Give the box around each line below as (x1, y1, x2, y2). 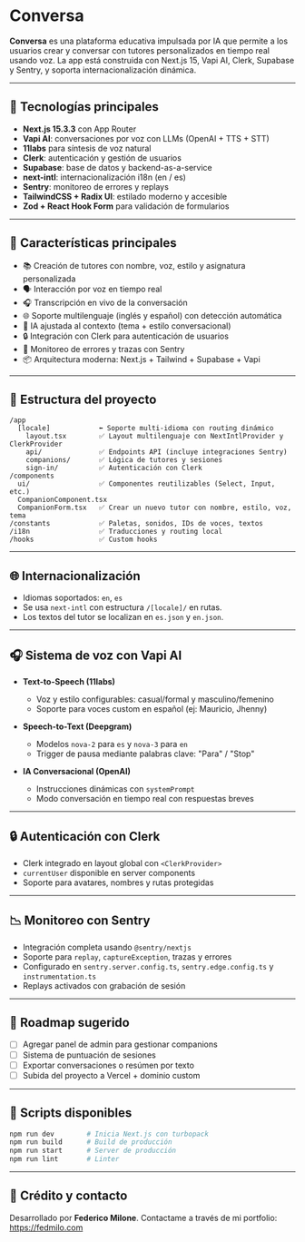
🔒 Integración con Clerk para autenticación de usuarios (22, 330, 230, 341)
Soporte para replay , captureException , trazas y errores (22, 951, 232, 962)
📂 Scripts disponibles (9, 1105, 133, 1121)
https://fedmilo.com (9, 1222, 84, 1233)
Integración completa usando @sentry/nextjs (22, 941, 192, 952)
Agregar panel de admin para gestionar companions (22, 1039, 218, 1050)
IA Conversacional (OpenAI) (22, 766, 132, 776)
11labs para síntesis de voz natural (22, 143, 152, 153)
